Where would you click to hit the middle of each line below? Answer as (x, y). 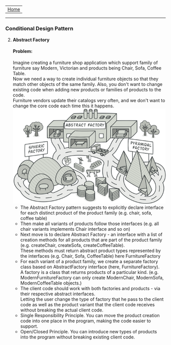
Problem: (23, 51)
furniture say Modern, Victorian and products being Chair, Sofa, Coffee (87, 68)
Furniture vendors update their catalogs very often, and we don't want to (89, 100)
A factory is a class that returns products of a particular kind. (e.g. (89, 272)
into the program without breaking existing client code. (78, 337)
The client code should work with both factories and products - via (90, 288)
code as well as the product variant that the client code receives (88, 304)
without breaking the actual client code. (62, 310)
